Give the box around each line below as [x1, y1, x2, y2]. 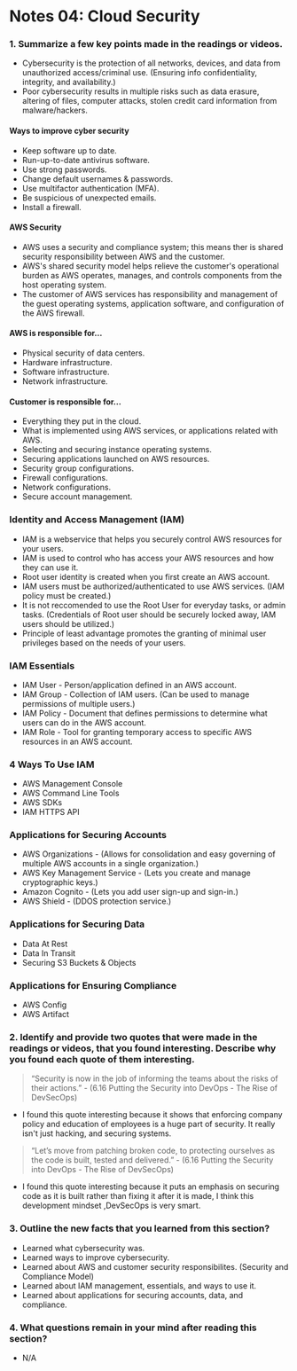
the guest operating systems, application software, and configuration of [21, 298, 285, 309]
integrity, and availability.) [21, 77, 117, 88]
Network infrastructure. [21, 376, 108, 387]
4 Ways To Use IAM [9, 758, 95, 771]
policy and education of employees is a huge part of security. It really [21, 1119, 276, 1130]
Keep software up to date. [21, 145, 117, 156]
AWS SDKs [21, 797, 63, 808]
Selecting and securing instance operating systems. [21, 444, 213, 455]
